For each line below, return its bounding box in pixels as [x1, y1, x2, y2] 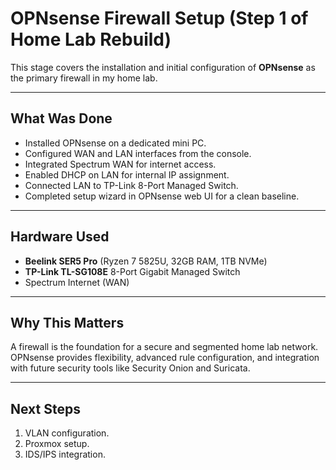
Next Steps [10, 400, 81, 417]
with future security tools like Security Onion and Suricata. [10, 362, 251, 374]
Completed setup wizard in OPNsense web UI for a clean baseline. [24, 190, 300, 202]
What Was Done [10, 110, 113, 127]
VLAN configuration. [24, 427, 110, 439]
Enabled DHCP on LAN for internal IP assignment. [24, 168, 230, 181]
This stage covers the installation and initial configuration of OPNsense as [10, 61, 316, 73]
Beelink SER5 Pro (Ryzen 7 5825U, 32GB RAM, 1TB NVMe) [24, 255, 268, 267]
